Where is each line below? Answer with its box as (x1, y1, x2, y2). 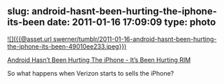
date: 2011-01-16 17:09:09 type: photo (47, 17, 216, 28)
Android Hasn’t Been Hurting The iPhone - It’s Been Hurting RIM (7, 56, 191, 64)
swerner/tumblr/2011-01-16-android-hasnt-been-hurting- (53, 35, 217, 43)
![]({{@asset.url (7, 35, 52, 43)
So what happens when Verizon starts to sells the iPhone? (7, 69, 174, 77)
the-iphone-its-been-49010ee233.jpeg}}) (7, 42, 127, 51)
